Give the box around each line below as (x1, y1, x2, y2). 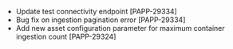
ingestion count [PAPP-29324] (15, 32, 116, 41)
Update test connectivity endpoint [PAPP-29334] (15, 7, 177, 16)
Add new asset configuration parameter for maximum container (15, 24, 225, 32)
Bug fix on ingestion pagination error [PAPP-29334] (15, 15, 186, 24)
